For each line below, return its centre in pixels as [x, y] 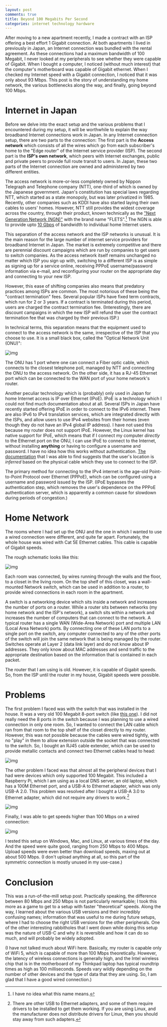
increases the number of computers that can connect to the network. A [78, 618]
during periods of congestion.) [37, 498]
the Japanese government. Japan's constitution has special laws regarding [82, 192]
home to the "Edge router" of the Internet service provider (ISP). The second [83, 151]
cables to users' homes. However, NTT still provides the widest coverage [80, 208]
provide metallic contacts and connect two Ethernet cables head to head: [80, 751]
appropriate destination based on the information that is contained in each [81, 654]
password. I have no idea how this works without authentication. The [76, 451]
